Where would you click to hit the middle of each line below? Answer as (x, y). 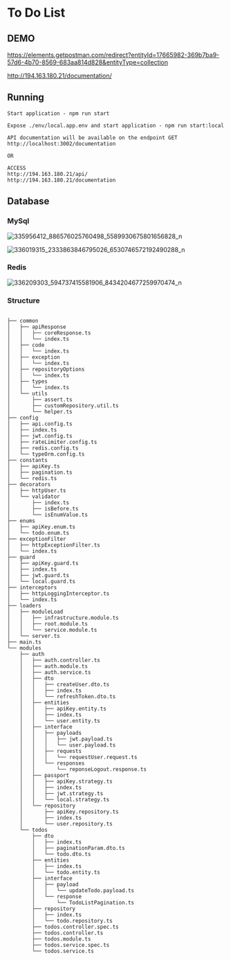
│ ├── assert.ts (40, 400)
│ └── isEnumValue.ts (48, 515)
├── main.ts (24, 642)
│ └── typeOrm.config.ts (46, 454)
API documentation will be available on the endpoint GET (92, 137)
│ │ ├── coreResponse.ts (49, 333)
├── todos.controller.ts (68, 933)
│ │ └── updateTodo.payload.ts (83, 891)
